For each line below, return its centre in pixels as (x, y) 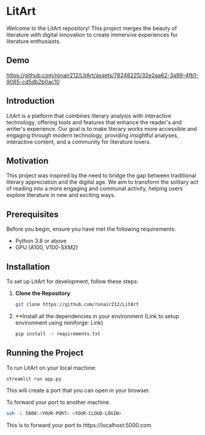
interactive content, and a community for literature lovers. (79, 141)
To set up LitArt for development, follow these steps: (73, 281)
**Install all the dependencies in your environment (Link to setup (97, 316)
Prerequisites (32, 214)
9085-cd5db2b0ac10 (33, 81)
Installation (28, 266)
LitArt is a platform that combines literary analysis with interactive (89, 116)
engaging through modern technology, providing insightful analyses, (92, 135)
